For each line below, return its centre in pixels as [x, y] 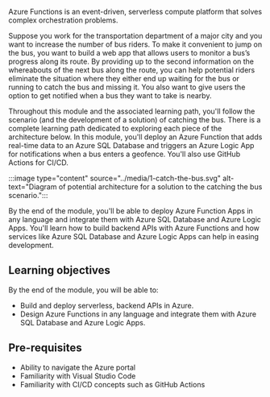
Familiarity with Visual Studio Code [78, 376]
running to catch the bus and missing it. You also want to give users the [127, 87]
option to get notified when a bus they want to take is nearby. [110, 95]
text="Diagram [33, 187]
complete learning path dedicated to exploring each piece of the [115, 128]
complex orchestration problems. [63, 20]
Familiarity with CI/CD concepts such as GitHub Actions [112, 384]
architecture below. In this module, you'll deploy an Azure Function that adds [135, 137]
